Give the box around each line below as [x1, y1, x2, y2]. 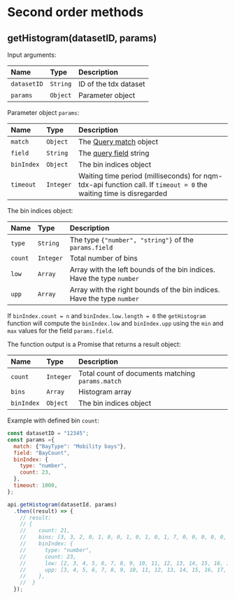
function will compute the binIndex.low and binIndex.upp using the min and [7, 319, 224, 327]
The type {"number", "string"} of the [69, 235, 194, 245]
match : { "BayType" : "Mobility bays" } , [13, 443, 127, 450]
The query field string [78, 149, 150, 158]
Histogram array [78, 387, 131, 397]
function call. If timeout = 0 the [104, 180, 208, 189]
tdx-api [78, 180, 104, 189]
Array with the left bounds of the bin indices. [69, 265, 215, 274]
